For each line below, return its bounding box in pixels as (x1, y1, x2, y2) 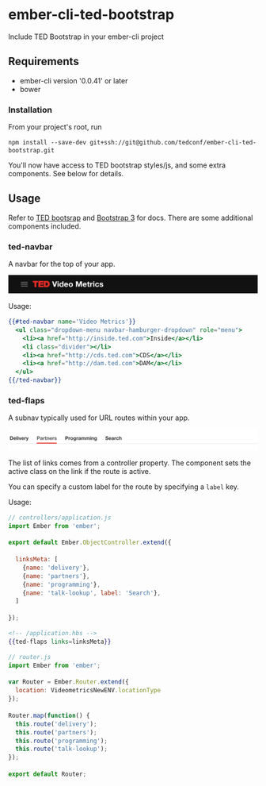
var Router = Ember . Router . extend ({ (8, 678, 129, 686)
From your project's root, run (8, 122, 102, 132)
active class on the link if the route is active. (8, 466, 151, 476)
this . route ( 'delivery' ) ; (15, 720, 97, 728)
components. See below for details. (8, 169, 124, 179)
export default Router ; (8, 770, 87, 779)
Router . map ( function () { (8, 711, 90, 719)
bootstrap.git (8, 147, 55, 155)
